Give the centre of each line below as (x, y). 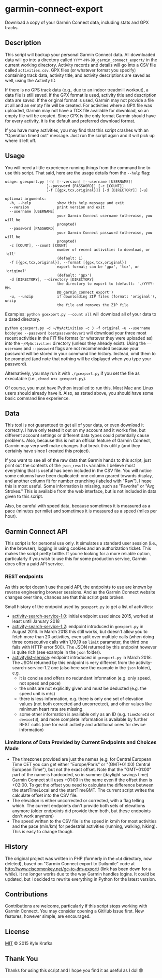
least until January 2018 (36, 621)
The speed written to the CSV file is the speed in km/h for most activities (84, 821)
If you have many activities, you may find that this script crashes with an (77, 130)
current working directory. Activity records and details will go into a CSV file (81, 65)
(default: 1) (70, 258)
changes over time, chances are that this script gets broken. (65, 597)
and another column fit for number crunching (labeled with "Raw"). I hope (78, 481)
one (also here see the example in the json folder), (101, 668)
